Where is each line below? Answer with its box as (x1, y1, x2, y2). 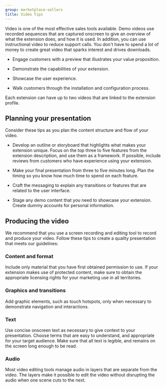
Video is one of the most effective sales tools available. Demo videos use (5, 25, 155, 31)
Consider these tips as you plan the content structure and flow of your (5, 127, 149, 133)
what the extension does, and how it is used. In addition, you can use (5, 36, 146, 42)
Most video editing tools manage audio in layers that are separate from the (5, 367, 158, 373)
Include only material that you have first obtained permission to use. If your (5, 264, 159, 270)
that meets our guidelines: (5, 241, 58, 247)
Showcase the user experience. (12, 75, 77, 81)
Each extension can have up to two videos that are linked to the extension (5, 95, 156, 101)
